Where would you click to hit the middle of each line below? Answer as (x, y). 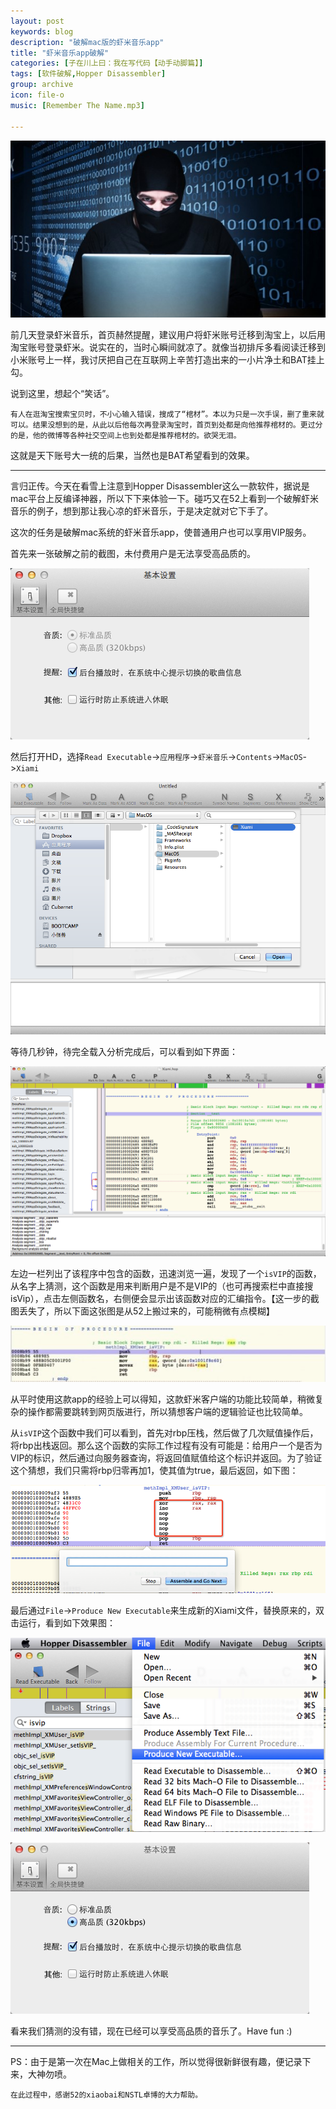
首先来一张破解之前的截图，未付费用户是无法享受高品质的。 (133, 553)
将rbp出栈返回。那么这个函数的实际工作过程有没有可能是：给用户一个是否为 (166, 1446)
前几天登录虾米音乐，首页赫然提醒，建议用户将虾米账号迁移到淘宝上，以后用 (168, 334)
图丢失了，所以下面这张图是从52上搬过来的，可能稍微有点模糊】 (142, 1311)
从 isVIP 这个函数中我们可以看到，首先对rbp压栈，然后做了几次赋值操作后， (164, 1433)
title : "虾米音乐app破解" (60, 53)
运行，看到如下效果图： (67, 1622)
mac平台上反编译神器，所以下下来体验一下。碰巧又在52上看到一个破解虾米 (164, 498)
